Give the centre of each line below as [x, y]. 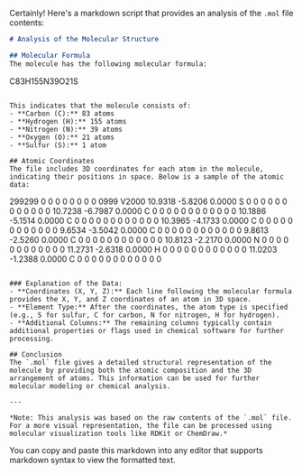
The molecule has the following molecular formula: [108, 64]
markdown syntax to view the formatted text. [92, 460]
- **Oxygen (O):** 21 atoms [62, 137]
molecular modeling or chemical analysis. [90, 386]
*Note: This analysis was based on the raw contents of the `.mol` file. [151, 418]
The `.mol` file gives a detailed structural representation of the [141, 362]
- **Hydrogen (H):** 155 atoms [68, 121]
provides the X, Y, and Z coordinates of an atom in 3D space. [131, 299]
